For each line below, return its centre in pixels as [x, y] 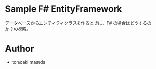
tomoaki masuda [29, 62]
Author [19, 49]
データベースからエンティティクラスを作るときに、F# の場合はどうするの [78, 23]
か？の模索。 [18, 29]
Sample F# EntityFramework [64, 9]
